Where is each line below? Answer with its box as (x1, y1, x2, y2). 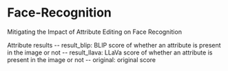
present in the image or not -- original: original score (7, 55, 156, 63)
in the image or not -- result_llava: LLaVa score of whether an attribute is (7, 48, 213, 57)
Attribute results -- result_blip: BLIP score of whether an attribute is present (7, 41, 222, 49)
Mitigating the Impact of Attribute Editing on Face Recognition (7, 28, 183, 36)
